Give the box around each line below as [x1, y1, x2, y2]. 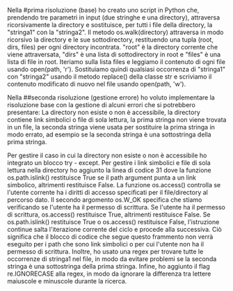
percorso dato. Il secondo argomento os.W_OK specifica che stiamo [7, 196, 202, 204]
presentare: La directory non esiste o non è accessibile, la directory [7, 108, 200, 116]
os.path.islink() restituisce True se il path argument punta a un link [7, 173, 197, 182]
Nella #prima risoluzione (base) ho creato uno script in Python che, [7, 6, 200, 14]
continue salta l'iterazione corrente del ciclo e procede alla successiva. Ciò [7, 226, 223, 233]
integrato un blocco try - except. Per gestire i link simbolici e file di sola [7, 159, 211, 166]
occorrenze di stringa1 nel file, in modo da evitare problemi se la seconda [7, 255, 217, 263]
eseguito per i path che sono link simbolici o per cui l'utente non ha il [7, 240, 204, 248]
